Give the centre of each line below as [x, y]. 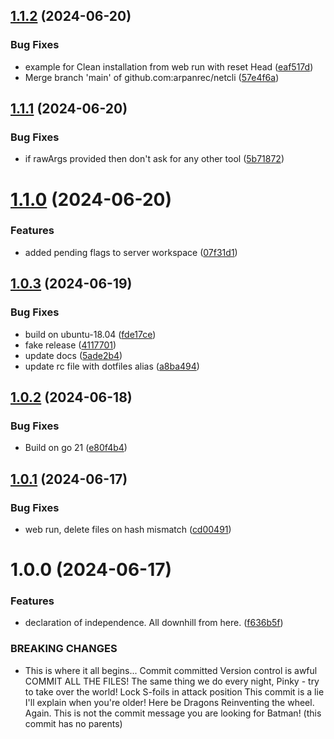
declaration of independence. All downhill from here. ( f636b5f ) [154, 623]
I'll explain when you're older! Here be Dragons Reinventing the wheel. [169, 702]
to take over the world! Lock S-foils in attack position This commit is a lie [174, 691]
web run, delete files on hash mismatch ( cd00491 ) [128, 529]
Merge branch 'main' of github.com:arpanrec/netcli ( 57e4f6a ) [152, 77]
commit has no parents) [73, 723]
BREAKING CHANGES [64, 649]
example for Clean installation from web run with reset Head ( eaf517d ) [169, 66]
